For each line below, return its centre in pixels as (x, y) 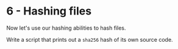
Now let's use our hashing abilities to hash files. (66, 28)
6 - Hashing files (49, 11)
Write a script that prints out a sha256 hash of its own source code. (90, 39)
